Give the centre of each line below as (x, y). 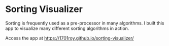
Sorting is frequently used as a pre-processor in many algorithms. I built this (85, 23)
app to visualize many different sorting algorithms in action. (67, 28)
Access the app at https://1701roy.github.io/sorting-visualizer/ (70, 38)
